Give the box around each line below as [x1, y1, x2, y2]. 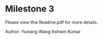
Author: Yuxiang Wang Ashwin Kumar [5, 28, 81, 34]
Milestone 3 [5, 3, 54, 14]
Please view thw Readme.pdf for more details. [5, 19, 98, 25]
